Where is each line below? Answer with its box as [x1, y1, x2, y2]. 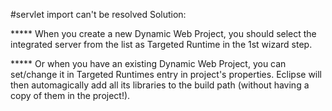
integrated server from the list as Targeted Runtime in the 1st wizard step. [10, 39, 313, 50]
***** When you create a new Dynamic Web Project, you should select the [10, 28, 317, 39]
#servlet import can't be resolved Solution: [10, 9, 187, 20]
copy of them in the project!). [10, 90, 131, 101]
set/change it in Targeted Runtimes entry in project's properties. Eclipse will [10, 69, 323, 80]
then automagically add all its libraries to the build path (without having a [10, 79, 310, 91]
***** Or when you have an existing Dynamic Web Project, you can [10, 58, 287, 69]
